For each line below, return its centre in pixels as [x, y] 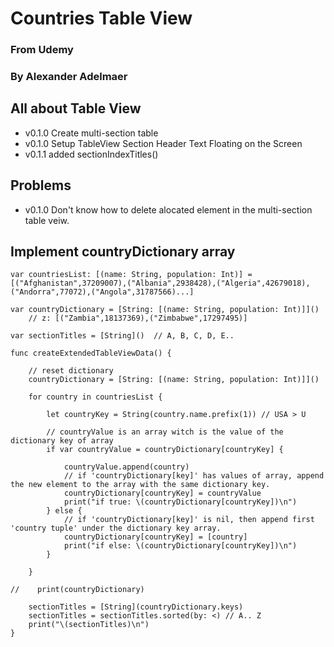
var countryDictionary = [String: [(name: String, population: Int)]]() [165, 310]
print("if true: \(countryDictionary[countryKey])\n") [180, 502]
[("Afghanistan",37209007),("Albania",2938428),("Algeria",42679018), [160, 283]
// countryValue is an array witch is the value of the [165, 432]
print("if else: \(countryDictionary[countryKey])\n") [180, 546]
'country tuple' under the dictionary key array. [116, 528]
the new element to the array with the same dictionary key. [140, 485]
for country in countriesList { [95, 397]
